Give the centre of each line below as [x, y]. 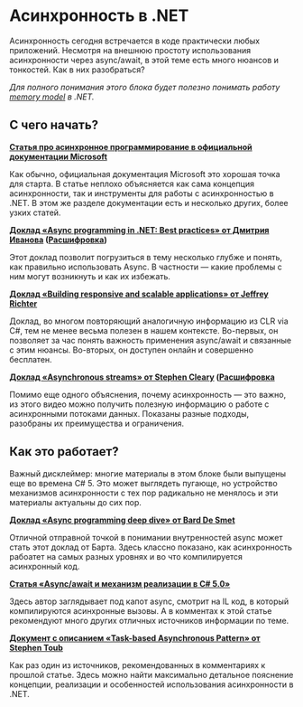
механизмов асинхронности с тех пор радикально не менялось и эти [144, 493]
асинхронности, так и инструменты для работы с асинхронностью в [142, 193]
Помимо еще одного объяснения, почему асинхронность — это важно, [148, 394]
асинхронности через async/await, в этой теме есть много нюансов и [144, 60]
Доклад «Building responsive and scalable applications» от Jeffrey [139, 294]
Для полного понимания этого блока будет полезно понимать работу [145, 87]
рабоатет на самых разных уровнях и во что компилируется [126, 556]
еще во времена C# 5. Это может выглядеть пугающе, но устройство [143, 483]
